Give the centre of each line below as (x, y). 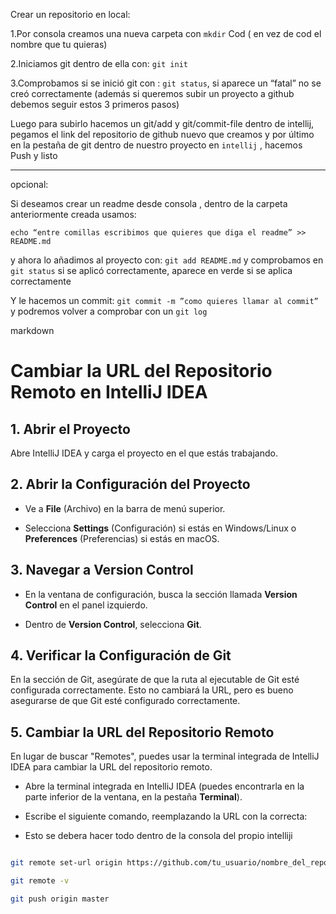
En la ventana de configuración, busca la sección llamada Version (161, 594)
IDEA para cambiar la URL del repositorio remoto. (111, 767)
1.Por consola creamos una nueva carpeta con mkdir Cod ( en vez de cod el (166, 33)
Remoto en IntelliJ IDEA (109, 392)
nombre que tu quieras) (59, 44)
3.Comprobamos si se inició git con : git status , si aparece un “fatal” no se (166, 83)
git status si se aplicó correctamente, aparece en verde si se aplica (151, 270)
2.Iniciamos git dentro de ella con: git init (99, 63)
